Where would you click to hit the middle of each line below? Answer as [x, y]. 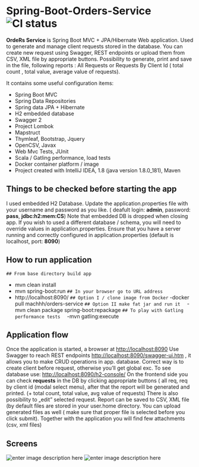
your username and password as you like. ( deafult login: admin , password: [99, 210]
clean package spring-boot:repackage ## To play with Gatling [105, 310]
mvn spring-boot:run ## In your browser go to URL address [89, 291]
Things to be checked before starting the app [91, 189]
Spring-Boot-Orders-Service [79, 11]
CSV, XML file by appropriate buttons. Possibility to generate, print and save [99, 59]
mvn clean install [35, 285]
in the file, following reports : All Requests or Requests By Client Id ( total [95, 65]
